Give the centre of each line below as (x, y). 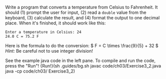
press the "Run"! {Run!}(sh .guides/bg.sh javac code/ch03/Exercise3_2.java (83, 66)
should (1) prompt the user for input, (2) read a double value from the (76, 12)
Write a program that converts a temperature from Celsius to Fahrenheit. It (81, 7)
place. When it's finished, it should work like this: (55, 23)
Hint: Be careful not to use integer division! (49, 51)
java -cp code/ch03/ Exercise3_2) (40, 71)
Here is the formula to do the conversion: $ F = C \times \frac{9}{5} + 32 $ (82, 46)
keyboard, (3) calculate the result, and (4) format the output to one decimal (82, 18)
